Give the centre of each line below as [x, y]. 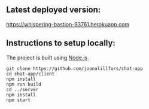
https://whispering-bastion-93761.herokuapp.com [68, 24]
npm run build [24, 84]
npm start [19, 100]
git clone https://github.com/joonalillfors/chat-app [75, 68]
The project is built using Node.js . [48, 57]
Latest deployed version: [54, 10]
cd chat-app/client [31, 74]
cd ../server [22, 89]
